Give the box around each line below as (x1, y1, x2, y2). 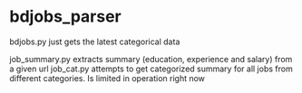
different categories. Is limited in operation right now (9, 72, 206, 83)
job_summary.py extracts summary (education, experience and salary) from (9, 53, 293, 64)
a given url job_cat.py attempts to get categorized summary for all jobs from (9, 63, 293, 74)
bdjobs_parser (9, 6, 122, 27)
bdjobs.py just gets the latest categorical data (9, 36, 180, 47)
